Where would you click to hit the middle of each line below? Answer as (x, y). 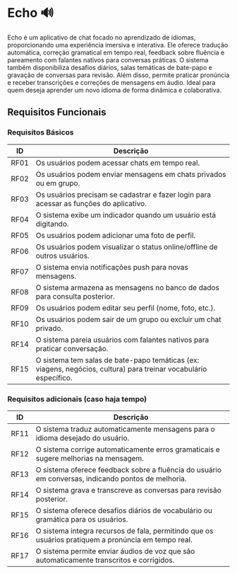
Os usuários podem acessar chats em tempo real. (118, 163)
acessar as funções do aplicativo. (91, 203)
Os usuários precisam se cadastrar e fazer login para (123, 195)
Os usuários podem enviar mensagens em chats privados (131, 174)
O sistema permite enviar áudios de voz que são (115, 551)
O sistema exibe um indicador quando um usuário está (126, 214)
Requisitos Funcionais (57, 112)
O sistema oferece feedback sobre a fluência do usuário (129, 469)
